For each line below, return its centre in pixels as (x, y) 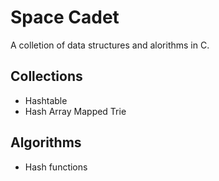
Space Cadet (65, 17)
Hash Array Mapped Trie (75, 111)
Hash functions (56, 167)
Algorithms (46, 142)
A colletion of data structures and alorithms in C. (110, 45)
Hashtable (46, 100)
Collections (46, 76)
